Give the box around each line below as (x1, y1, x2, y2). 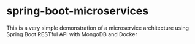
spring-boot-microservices (6, 4, 149, 18)
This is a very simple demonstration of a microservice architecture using (6, 24, 189, 31)
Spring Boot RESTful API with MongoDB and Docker (6, 30, 138, 37)
